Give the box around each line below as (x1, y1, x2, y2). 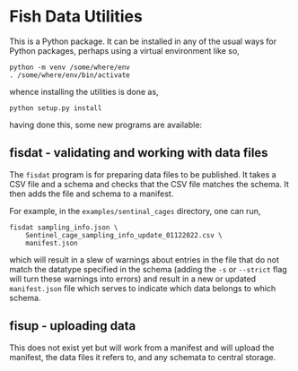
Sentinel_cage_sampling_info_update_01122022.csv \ (25, 230, 223, 239)
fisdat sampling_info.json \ (9, 222, 118, 232)
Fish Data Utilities (9, 6, 144, 27)
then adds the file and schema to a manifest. (9, 188, 174, 199)
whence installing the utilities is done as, (9, 86, 159, 97)
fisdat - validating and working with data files (9, 145, 268, 160)
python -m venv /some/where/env (9, 63, 130, 72)
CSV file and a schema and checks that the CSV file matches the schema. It (9, 178, 290, 189)
